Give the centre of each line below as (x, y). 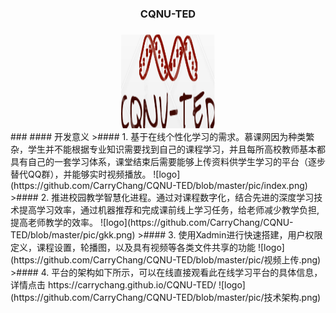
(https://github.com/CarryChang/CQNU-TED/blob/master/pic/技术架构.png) (166, 297)
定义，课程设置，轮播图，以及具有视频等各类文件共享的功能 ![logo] (147, 247)
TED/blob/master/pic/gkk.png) (73, 234)
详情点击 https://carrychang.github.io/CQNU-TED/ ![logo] (128, 284)
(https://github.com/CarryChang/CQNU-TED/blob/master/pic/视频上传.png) (166, 259)
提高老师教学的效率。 (54, 222)
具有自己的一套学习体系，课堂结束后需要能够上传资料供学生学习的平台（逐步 (168, 161)
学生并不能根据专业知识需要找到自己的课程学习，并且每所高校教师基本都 (176, 149)
